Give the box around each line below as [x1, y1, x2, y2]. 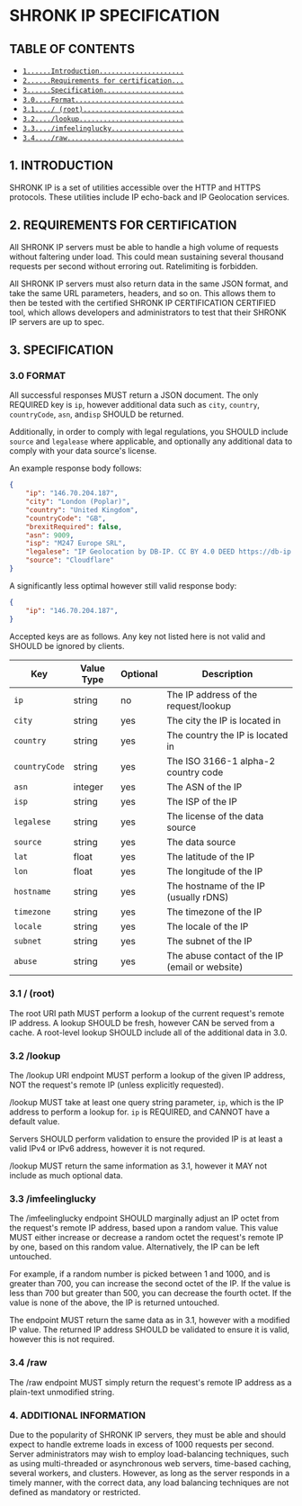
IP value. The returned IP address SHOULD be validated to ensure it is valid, [9, 1324, 290, 1335]
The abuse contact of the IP [165, 949, 284, 961]
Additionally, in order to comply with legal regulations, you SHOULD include [9, 427, 289, 437]
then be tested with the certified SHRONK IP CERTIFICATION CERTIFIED [9, 297, 276, 308]
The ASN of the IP [165, 780, 243, 793]
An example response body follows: [9, 463, 142, 473]
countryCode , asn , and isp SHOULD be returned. [9, 409, 184, 419]
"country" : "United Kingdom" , [25, 505, 139, 514]
